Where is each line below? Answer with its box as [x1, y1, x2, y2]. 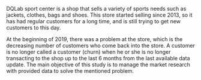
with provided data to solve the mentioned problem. [6, 67, 134, 74]
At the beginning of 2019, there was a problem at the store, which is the [6, 36, 183, 42]
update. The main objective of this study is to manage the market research [6, 61, 191, 68]
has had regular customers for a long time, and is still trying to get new [6, 18, 181, 24]
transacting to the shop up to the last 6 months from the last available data [6, 55, 190, 61]
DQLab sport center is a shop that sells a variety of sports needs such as [6, 5, 187, 12]
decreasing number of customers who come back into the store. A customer [6, 42, 195, 49]
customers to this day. [6, 24, 61, 31]
